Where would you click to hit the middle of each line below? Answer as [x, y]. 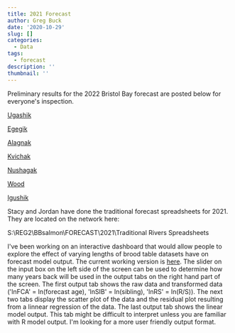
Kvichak [19, 156]
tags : [15, 54]
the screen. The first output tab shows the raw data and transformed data [115, 284]
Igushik [18, 197]
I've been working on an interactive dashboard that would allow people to [115, 246]
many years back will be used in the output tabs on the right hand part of [114, 276]
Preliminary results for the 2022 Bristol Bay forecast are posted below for [114, 94]
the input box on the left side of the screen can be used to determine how [115, 269]
